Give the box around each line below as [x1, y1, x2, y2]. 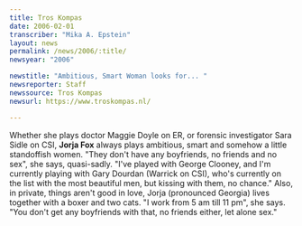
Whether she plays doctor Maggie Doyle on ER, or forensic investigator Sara [9, 129, 292, 140]
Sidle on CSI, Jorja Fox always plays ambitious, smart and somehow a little [9, 139, 288, 150]
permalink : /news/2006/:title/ [9, 47, 127, 56]
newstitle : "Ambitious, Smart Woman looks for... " [9, 71, 207, 81]
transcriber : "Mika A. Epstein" [9, 30, 131, 39]
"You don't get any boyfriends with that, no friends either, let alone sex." [9, 206, 278, 217]
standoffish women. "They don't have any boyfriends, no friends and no [9, 148, 278, 159]
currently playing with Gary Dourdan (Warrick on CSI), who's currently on [9, 168, 282, 179]
